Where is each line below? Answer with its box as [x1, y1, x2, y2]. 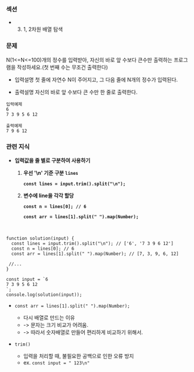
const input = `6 [6, 276, 49, 282]
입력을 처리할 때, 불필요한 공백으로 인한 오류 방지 [23, 352, 134, 359]
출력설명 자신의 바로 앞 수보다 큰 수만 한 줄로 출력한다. [14, 88, 138, 95]
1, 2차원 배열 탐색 [23, 26, 63, 33]
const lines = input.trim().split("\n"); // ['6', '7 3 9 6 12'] [11, 240, 174, 246]
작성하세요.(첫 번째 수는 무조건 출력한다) [16, 63, 108, 71]
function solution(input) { [6, 235, 75, 241]
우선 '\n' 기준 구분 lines [23, 169, 79, 176]
